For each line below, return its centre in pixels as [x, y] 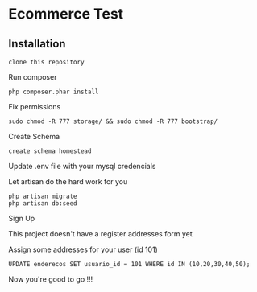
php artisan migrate [43, 196]
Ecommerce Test [66, 14]
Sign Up [22, 218]
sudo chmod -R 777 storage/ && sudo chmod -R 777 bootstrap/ [113, 121]
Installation [37, 44]
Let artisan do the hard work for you [68, 181]
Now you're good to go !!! [51, 279]
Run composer [33, 77]
